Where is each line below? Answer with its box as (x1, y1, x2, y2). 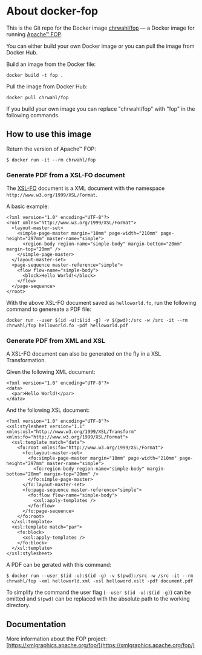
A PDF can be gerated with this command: (6, 561, 112, 569)
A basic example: (6, 203, 50, 210)
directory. (6, 602, 30, 609)
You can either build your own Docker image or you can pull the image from (6, 42, 195, 50)
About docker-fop (6, 4, 99, 18)
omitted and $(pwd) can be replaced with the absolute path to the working (6, 595, 191, 602)
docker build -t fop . (6, 72, 64, 78)
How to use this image (6, 129, 92, 140)
